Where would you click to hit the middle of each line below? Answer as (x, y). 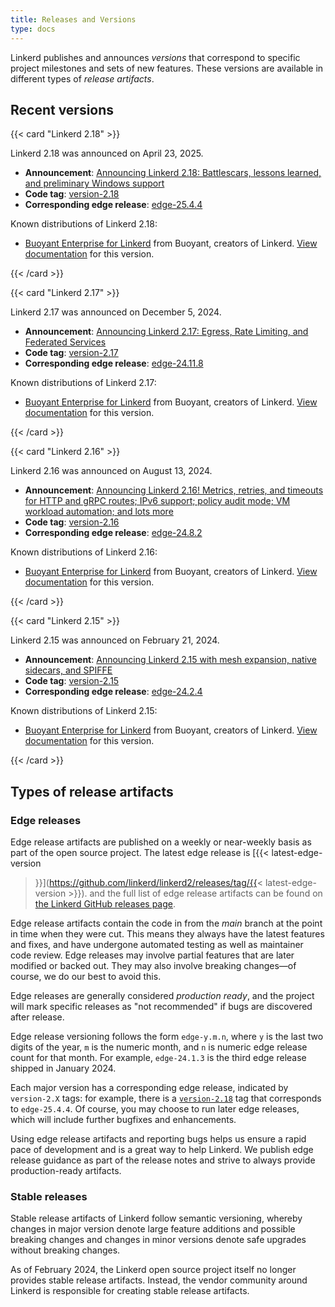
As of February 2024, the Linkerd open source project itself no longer (153, 1270)
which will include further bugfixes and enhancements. (123, 1119)
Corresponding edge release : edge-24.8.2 (113, 533)
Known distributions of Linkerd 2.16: (84, 552)
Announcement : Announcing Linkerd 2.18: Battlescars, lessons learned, (173, 173)
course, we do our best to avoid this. (86, 976)
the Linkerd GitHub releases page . (105, 904)
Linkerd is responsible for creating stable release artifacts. (130, 1291)
